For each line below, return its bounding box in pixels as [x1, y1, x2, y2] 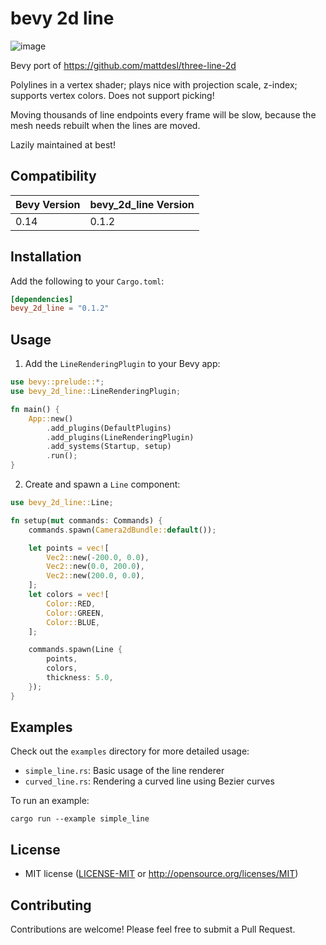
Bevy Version [15, 197, 81, 211]
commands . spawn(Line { [28, 645, 123, 655]
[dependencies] [10, 294, 74, 304]
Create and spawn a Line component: [24, 478, 181, 490]
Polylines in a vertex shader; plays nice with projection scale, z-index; [10, 78, 298, 91]
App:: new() [28, 413, 74, 424]
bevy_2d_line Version [89, 197, 195, 211]
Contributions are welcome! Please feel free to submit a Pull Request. [10, 923, 296, 936]
